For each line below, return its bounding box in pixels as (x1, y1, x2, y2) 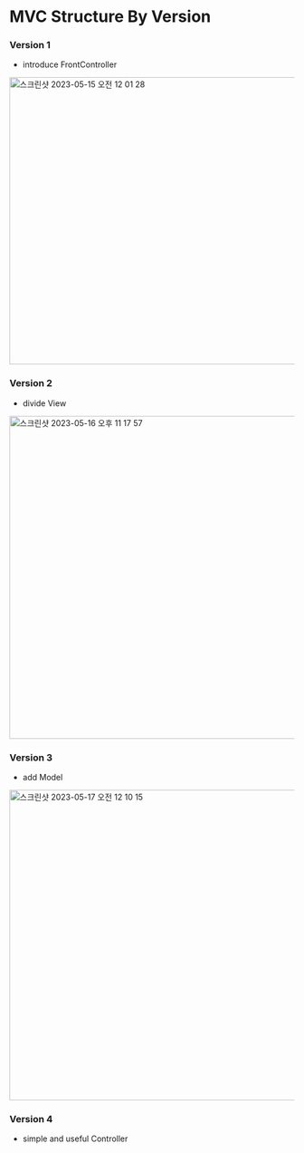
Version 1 (9, 39, 52, 52)
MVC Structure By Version (9, 6, 211, 27)
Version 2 (9, 377, 52, 390)
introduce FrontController (22, 59, 118, 70)
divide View (22, 397, 67, 409)
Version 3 (9, 751, 52, 763)
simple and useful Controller (22, 1133, 128, 1144)
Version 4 (9, 1113, 53, 1125)
